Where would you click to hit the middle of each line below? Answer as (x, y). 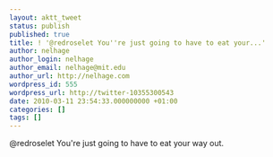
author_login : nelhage (51, 59)
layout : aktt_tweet (46, 17)
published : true (39, 34)
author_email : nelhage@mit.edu (68, 68)
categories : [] (38, 109)
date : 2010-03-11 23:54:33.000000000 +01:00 (94, 101)
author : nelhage (39, 51)
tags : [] (26, 118)
